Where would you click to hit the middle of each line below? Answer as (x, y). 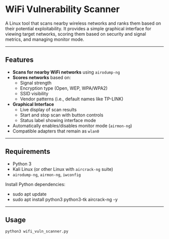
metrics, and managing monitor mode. (45, 39)
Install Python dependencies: (35, 184)
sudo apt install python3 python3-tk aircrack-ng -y (65, 199)
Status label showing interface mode (58, 120)
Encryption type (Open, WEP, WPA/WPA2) (64, 88)
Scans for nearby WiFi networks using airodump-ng (66, 72)
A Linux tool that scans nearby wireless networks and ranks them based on (83, 23)
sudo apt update (29, 194)
